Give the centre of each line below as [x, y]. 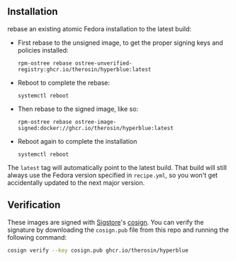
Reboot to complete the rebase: [64, 82]
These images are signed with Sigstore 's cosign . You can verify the [106, 222]
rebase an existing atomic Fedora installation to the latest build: [100, 28]
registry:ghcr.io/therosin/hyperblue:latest [84, 69]
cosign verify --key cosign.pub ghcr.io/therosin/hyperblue [98, 250]
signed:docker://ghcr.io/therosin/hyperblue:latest [95, 128]
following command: [37, 237]
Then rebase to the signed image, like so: [78, 109]
